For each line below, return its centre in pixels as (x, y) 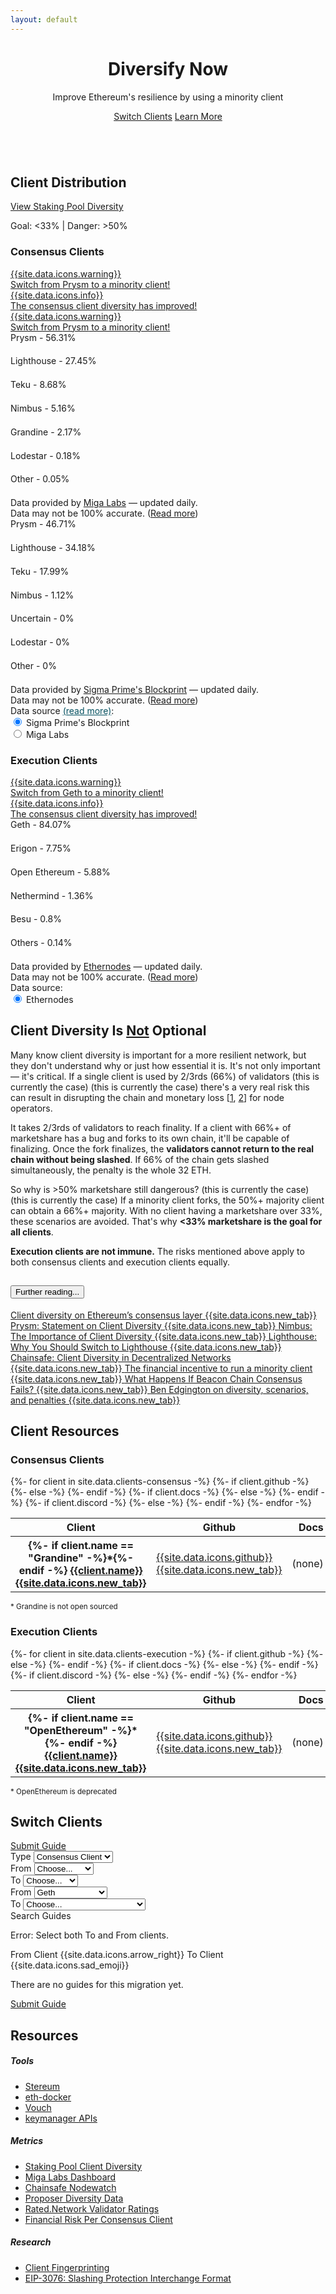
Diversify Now (167, 68)
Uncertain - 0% (42, 618)
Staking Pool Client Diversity (83, 2166)
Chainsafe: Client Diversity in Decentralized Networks (121, 1357)
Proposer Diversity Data (74, 2198)
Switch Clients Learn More (168, 116)
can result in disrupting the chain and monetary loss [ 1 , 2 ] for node (147, 1097)
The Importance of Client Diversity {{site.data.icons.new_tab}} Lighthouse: (164, 1336)
